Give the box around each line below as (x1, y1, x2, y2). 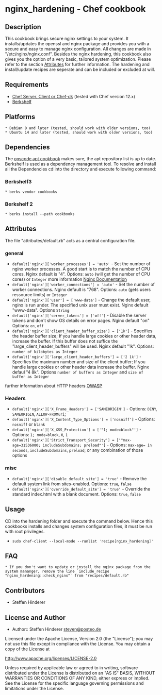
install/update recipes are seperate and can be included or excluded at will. (5, 67, 155, 72)
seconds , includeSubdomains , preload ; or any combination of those (12, 447, 143, 453)
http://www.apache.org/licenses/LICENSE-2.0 (5, 655, 97, 661)
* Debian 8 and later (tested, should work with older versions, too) (5, 125, 151, 131)
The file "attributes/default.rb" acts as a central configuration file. (5, 237, 136, 243)
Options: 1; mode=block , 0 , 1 (12, 432, 68, 438)
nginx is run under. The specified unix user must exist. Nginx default (12, 302, 149, 308)
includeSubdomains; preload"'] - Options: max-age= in (43, 442, 152, 448)
